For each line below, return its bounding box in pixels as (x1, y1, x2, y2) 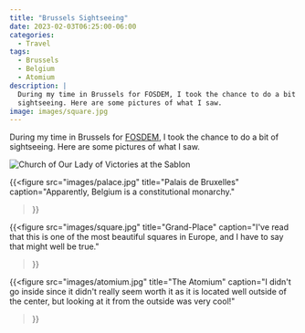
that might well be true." (9, 241, 100, 252)
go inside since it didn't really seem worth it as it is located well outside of (9, 286, 288, 297)
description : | (9, 81, 68, 90)
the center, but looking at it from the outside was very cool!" (9, 296, 236, 307)
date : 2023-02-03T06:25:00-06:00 (9, 22, 137, 31)
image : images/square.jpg (9, 107, 108, 116)
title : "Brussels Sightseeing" (9, 13, 129, 23)
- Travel (17, 38, 51, 48)
